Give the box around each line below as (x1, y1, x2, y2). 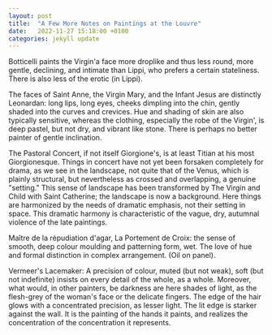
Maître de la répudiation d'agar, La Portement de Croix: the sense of (8, 233, 235, 243)
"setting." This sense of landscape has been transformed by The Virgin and (8, 183, 261, 193)
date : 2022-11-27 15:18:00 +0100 (8, 27, 129, 35)
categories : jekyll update (8, 34, 100, 43)
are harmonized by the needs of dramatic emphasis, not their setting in (8, 200, 246, 210)
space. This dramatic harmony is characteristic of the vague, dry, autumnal (8, 208, 260, 219)
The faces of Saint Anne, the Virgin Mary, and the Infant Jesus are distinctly (8, 90, 261, 100)
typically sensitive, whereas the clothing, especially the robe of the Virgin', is (8, 115, 265, 126)
